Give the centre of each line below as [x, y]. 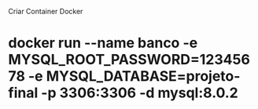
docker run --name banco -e [103, 43]
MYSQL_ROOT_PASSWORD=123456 [129, 60]
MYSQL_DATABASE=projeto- [143, 76]
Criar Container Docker [46, 11]
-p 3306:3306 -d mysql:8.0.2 [139, 93]
